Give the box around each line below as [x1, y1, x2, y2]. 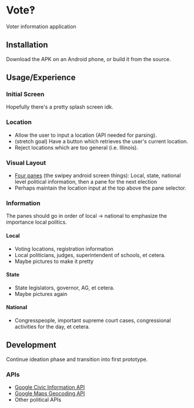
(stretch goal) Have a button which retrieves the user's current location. [14, 137, 188, 144]
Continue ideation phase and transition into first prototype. [6, 356, 148, 363]
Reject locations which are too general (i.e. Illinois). [14, 144, 138, 151]
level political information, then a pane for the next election [14, 178, 158, 186]
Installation [6, 40, 48, 50]
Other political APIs [14, 396, 62, 403]
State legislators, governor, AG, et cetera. [14, 284, 115, 291]
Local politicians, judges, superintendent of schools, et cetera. [14, 251, 166, 258]
